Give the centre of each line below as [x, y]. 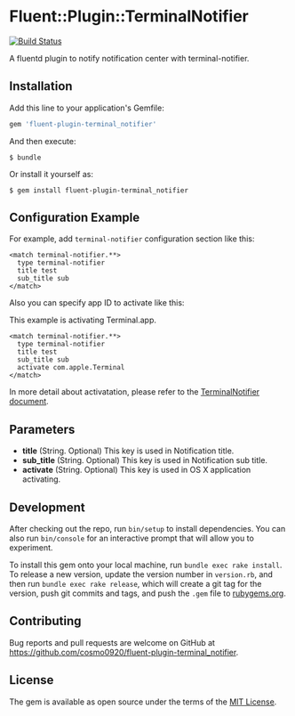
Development [48, 507]
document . [29, 402]
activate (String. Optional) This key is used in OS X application [136, 470]
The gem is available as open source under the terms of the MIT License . [143, 702]
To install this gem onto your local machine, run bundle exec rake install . [146, 565]
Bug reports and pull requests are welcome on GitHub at [112, 642]
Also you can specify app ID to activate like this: [97, 303]
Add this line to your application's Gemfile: [87, 108]
